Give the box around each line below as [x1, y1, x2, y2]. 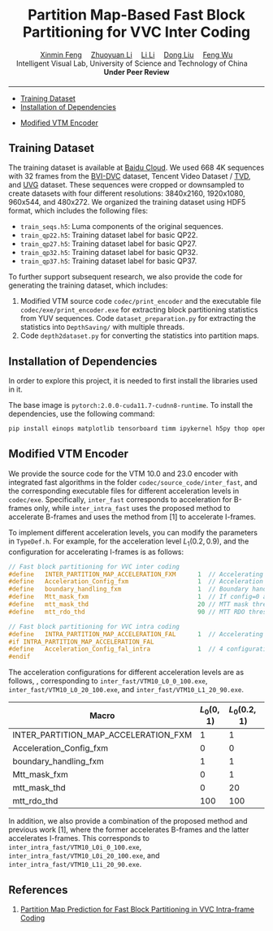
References [8, 883, 68, 897]
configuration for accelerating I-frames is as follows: [8, 547, 184, 556]
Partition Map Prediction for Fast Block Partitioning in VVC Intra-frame [19, 904, 254, 915]
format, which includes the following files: [8, 206, 149, 216]
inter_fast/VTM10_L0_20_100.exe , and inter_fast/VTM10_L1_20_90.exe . [8, 685, 245, 695]
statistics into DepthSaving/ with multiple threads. [19, 323, 185, 332]
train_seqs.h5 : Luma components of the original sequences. [19, 222, 223, 232]
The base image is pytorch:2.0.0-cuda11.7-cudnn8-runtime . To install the [8, 401, 253, 410]
